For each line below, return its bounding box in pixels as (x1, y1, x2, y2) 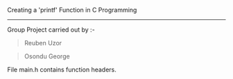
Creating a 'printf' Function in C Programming (7, 6, 137, 14)
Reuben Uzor (24, 39, 62, 47)
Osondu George (24, 52, 71, 60)
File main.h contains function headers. (7, 65, 116, 74)
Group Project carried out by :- (7, 25, 95, 34)
